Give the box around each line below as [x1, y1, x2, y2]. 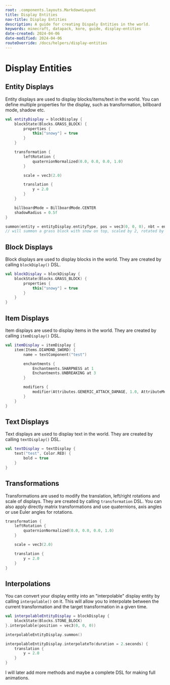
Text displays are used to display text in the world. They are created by [5, 431, 153, 437]
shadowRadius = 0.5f [14, 210, 58, 215]
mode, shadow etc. [5, 107, 46, 113]
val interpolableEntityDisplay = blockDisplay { [5, 613, 110, 619]
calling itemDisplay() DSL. [5, 333, 61, 338]
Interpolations [5, 579, 51, 588]
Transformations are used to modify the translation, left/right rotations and [5, 492, 160, 499]
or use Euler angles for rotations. [5, 509, 73, 515]
